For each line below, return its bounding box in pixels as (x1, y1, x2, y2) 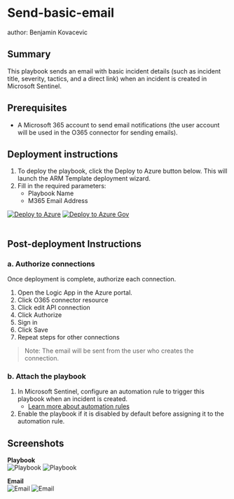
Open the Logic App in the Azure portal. (17, 288, 133, 297)
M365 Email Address (27, 197, 88, 205)
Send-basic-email (7, 5, 114, 21)
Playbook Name (27, 189, 74, 197)
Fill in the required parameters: (17, 182, 106, 190)
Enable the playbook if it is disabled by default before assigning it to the (17, 409, 224, 418)
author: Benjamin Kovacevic (7, 28, 88, 36)
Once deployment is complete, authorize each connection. (7, 275, 177, 283)
